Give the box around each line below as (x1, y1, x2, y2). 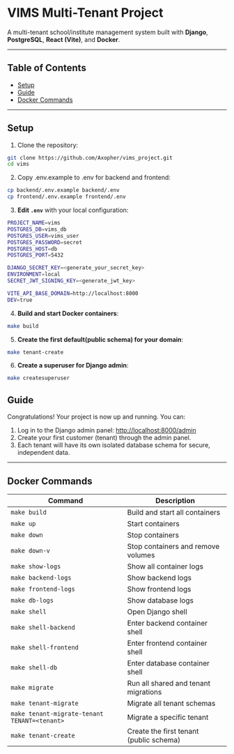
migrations (127, 687, 162, 697)
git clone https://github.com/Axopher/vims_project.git (7, 154, 173, 161)
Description (155, 495, 195, 505)
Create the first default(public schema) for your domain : (17, 335, 184, 343)
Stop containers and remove (127, 541, 220, 551)
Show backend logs (127, 573, 192, 582)
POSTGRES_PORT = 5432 (7, 252, 64, 259)
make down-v (10, 546, 51, 555)
